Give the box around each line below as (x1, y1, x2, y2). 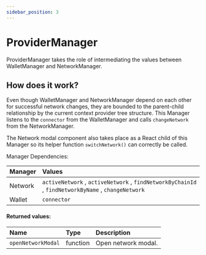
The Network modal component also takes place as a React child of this (6, 135, 188, 142)
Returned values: (6, 213, 51, 220)
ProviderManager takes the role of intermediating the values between (6, 56, 182, 63)
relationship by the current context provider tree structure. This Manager (6, 109, 190, 117)
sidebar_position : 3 (6, 9, 59, 15)
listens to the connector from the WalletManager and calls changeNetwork (6, 116, 189, 124)
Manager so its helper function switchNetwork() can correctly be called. (6, 141, 188, 148)
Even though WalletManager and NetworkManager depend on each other (6, 96, 192, 104)
